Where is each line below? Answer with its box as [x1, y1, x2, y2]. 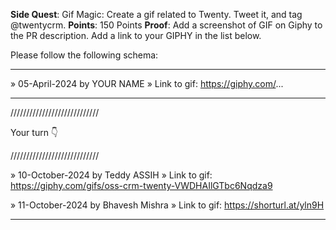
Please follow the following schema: [10, 49, 159, 61]
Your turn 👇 [10, 127, 59, 138]
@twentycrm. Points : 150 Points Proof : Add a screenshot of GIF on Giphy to [10, 19, 323, 31]
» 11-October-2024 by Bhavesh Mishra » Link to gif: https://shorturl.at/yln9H [10, 199, 325, 211]
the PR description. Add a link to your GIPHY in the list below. [10, 30, 262, 41]
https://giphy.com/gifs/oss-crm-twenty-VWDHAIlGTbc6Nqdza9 [10, 180, 273, 191]
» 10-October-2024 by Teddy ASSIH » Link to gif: [10, 169, 213, 181]
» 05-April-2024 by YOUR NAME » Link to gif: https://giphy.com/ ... [10, 78, 284, 89]
